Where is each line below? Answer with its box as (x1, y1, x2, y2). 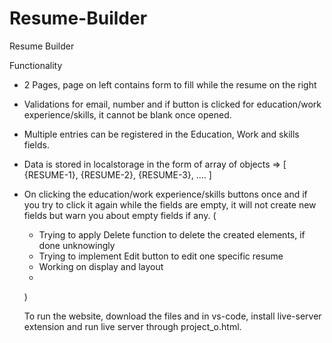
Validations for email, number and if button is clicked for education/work (23, 98, 322, 110)
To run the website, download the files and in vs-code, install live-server (23, 310, 322, 322)
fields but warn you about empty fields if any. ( (23, 209, 217, 221)
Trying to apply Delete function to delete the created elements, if (38, 228, 306, 241)
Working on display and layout (38, 260, 164, 272)
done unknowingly (38, 239, 116, 251)
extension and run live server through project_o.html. (23, 320, 242, 332)
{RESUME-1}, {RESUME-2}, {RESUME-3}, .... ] (23, 168, 212, 181)
